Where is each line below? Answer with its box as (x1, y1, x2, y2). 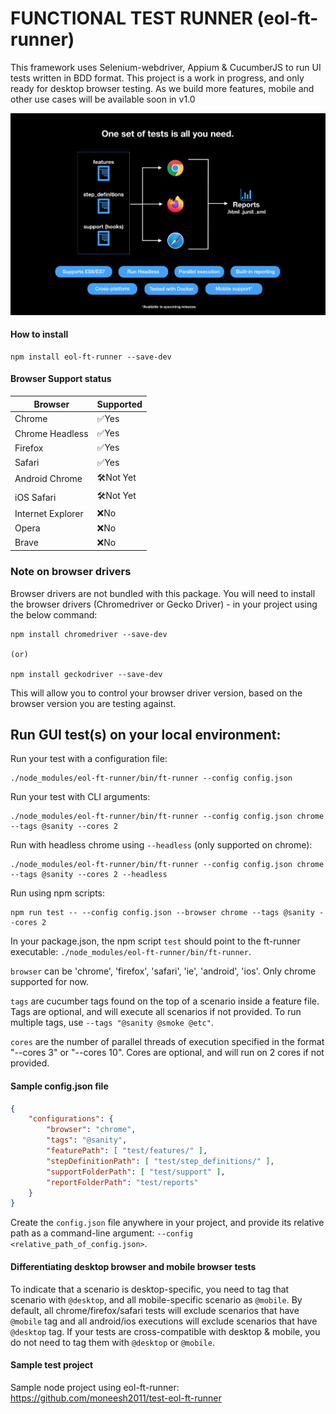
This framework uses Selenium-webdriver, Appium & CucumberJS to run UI (10, 61, 322, 73)
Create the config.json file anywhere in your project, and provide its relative (10, 1217, 325, 1229)
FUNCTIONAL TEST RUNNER (10, 7, 253, 30)
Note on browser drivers (10, 565, 132, 579)
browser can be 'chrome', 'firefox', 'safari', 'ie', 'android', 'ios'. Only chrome (10, 965, 317, 977)
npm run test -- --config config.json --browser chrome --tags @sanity (10, 908, 315, 918)
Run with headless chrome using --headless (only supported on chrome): (10, 839, 313, 851)
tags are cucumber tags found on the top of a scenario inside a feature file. (10, 995, 320, 1007)
